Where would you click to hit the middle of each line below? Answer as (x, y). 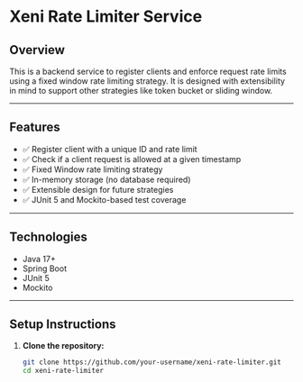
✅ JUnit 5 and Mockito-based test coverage (104, 199)
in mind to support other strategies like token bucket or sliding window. (141, 91)
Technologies (49, 237)
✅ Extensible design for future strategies (98, 189)
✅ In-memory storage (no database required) (106, 179)
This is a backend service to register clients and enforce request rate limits (148, 71)
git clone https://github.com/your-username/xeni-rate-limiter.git (151, 362)
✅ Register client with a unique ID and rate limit (110, 149)
